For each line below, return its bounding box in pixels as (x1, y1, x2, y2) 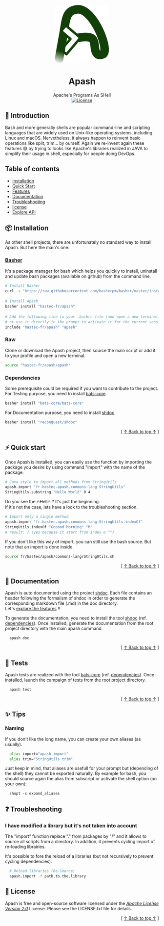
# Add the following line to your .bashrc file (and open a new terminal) (5, 314, 161, 319)
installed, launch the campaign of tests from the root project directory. (5, 677, 146, 683)
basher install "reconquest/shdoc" (5, 419, 78, 425)
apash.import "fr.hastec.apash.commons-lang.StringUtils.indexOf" (5, 519, 143, 524)
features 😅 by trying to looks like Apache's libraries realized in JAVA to (5, 145, 148, 151)
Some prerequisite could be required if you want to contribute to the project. (5, 386, 159, 391)
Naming (5, 725, 24, 732)
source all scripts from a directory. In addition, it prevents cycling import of (5, 839, 155, 845)
